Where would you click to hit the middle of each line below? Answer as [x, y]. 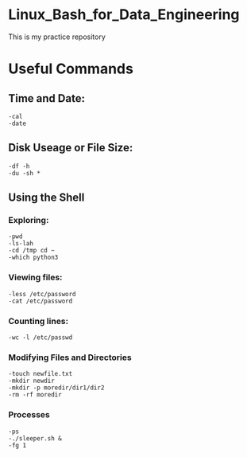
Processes [29, 415]
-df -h [19, 166]
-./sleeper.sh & [35, 438]
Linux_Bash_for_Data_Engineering [124, 15]
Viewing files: [35, 278]
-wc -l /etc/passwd [41, 338]
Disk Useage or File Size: [71, 148]
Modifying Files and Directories [70, 357]
